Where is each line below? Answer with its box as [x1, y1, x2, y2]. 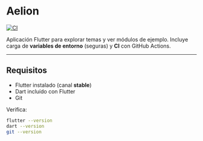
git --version [6, 128, 42, 135]
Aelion [6, 4, 39, 18]
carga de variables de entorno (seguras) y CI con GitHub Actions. [6, 42, 171, 49]
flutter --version [6, 117, 53, 124]
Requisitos [6, 65, 47, 76]
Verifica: [6, 105, 27, 113]
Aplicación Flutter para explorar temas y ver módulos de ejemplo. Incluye [6, 36, 188, 43]
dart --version [6, 123, 45, 129]
